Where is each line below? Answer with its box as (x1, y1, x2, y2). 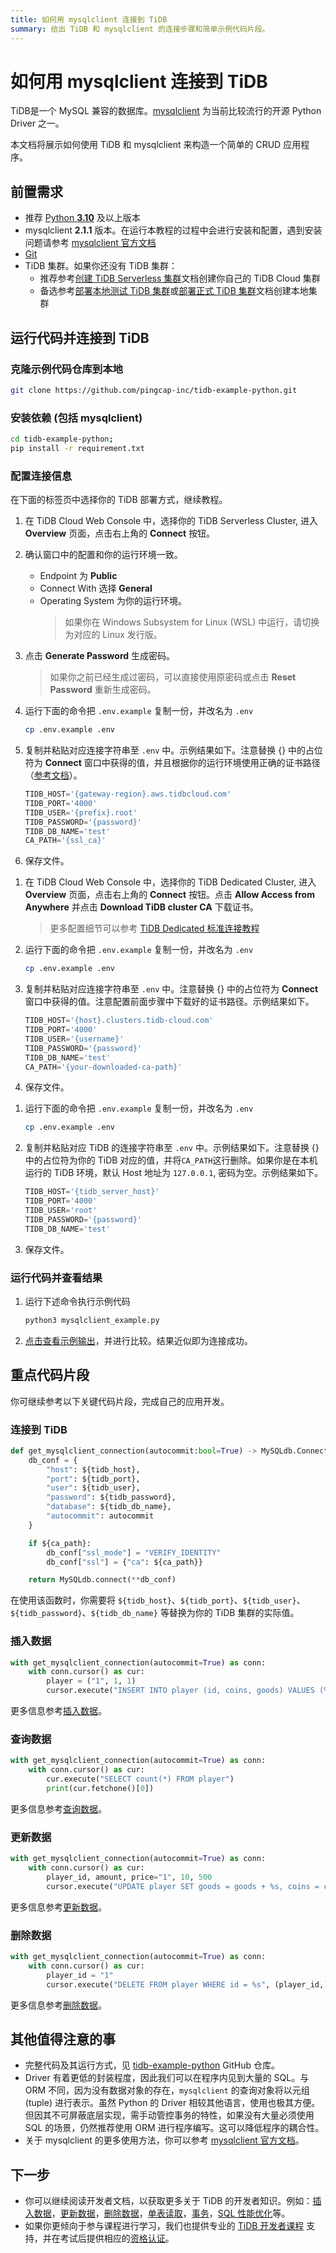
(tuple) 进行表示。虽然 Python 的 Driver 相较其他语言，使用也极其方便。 (24, 2097, 321, 2109)
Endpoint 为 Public (39, 570, 118, 582)
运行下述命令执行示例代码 (24, 1295, 131, 1307)
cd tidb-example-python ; (10, 434, 114, 445)
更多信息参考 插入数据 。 (10, 1705, 107, 1717)
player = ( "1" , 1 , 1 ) (46, 1676, 137, 1686)
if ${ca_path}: (28, 1538, 92, 1548)
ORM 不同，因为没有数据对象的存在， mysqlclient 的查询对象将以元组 (24, 2084, 310, 2096)
